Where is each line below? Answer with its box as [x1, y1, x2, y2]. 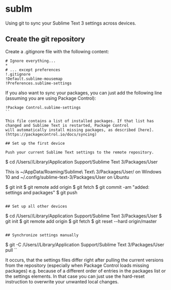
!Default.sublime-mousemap [5, 76, 63, 81]
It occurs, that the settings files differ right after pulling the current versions [5, 257, 164, 263]
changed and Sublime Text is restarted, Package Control [5, 123, 129, 128]
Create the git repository [5, 35, 85, 43]
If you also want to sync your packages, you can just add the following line [5, 90, 162, 96]
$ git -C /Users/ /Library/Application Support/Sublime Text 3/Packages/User [5, 241, 164, 248]
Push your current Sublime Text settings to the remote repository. [5, 149, 154, 155]
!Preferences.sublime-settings [5, 80, 72, 86]
